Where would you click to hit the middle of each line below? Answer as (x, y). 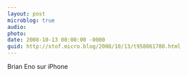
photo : (17, 33)
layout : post (26, 14)
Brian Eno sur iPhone (38, 66)
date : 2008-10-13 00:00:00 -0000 (56, 40)
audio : (17, 27)
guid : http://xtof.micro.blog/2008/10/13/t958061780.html (94, 46)
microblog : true (31, 20)
